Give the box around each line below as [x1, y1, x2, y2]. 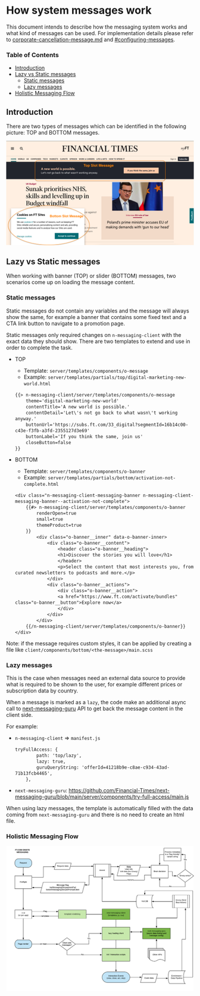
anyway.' [14, 416, 37, 421]
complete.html [23, 481, 59, 487]
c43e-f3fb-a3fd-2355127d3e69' [14, 427, 90, 433]
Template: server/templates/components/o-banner [23, 467, 146, 474]
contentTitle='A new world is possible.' [26, 404, 130, 410]
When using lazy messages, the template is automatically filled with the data [6, 805, 193, 812]
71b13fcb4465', [14, 770, 53, 777]
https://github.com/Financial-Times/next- [68, 787, 170, 794]
